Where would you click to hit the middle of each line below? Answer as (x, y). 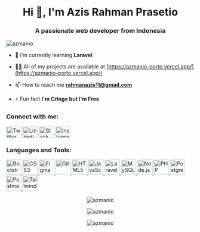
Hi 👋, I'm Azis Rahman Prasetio (100, 12)
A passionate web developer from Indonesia (100, 31)
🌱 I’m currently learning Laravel (53, 55)
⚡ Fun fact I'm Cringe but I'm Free (57, 99)
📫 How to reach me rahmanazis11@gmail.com (73, 85)
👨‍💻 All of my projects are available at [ (61, 67)
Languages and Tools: (39, 150)
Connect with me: (33, 117)
